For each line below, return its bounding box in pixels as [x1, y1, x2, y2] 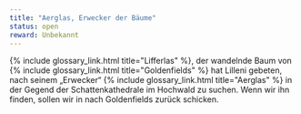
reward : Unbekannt [9, 30, 79, 39]
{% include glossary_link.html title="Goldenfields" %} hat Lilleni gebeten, [9, 65, 283, 76]
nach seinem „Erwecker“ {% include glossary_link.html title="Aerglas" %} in [9, 75, 293, 86]
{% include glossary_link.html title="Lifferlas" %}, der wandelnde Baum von [9, 56, 293, 67]
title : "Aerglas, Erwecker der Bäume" [9, 13, 156, 23]
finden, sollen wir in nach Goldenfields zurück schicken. [9, 94, 220, 105]
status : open [9, 22, 59, 31]
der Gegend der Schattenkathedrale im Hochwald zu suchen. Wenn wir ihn [9, 84, 290, 96]
